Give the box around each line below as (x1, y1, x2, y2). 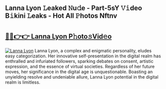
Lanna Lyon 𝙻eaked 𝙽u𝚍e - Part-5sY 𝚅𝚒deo (5, 4, 142, 12)
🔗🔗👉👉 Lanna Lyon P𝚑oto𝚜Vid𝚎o (5, 32, 112, 41)
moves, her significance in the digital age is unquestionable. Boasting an (5, 69, 153, 75)
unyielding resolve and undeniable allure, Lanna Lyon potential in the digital (5, 74, 159, 80)
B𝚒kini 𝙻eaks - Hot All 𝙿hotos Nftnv (5, 12, 117, 20)
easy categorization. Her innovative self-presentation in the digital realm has (5, 53, 161, 59)
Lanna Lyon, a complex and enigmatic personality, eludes (34, 48, 152, 53)
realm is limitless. (5, 79, 41, 85)
